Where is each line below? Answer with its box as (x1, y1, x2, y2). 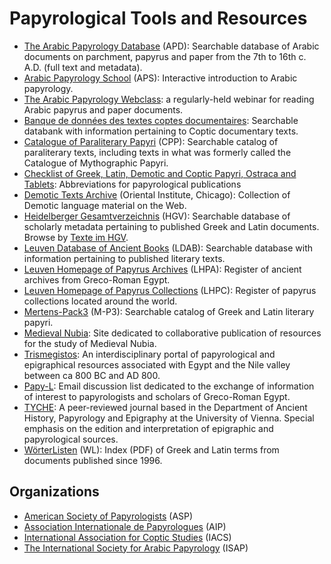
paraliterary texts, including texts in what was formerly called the (23, 146, 292, 158)
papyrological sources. (23, 433, 119, 445)
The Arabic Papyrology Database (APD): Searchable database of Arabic (23, 40, 320, 52)
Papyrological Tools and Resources (9, 7, 308, 30)
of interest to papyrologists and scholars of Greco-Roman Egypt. (23, 390, 291, 402)
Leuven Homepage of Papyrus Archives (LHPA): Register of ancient (23, 263, 302, 275)
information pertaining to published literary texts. (23, 252, 226, 264)
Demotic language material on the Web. (23, 199, 187, 211)
